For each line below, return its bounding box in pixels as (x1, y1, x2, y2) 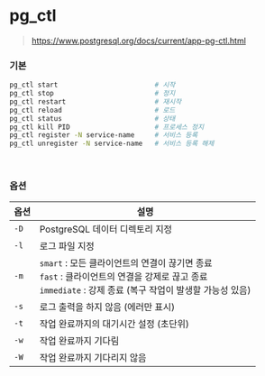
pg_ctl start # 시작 (9, 80, 176, 90)
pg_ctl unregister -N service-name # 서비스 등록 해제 (9, 139, 215, 149)
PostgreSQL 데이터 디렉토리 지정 (39, 223, 173, 235)
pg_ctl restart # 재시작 (9, 96, 182, 106)
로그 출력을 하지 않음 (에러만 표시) (39, 300, 176, 313)
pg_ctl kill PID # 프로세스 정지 (9, 123, 205, 132)
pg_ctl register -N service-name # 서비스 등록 (9, 131, 198, 140)
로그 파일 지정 (39, 240, 95, 252)
